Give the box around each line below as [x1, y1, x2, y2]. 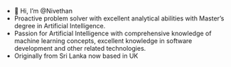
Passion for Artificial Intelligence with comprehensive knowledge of [14, 29, 212, 37]
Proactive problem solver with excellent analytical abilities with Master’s [14, 14, 225, 23]
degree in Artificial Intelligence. [14, 22, 106, 30]
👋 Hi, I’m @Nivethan [14, 7, 73, 15]
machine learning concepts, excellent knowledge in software [14, 37, 193, 45]
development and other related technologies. [14, 44, 146, 52]
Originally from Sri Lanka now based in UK [14, 51, 139, 60]
